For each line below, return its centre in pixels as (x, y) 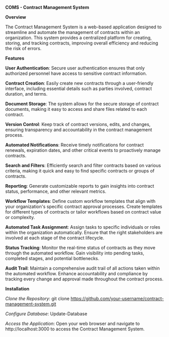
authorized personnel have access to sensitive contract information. (76, 73)
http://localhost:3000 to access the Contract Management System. (75, 329)
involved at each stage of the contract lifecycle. (55, 238)
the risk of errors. (24, 48)
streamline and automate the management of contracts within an (73, 32)
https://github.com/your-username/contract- (117, 299)
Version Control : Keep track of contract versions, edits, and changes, (78, 124)
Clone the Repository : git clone (37, 299)
